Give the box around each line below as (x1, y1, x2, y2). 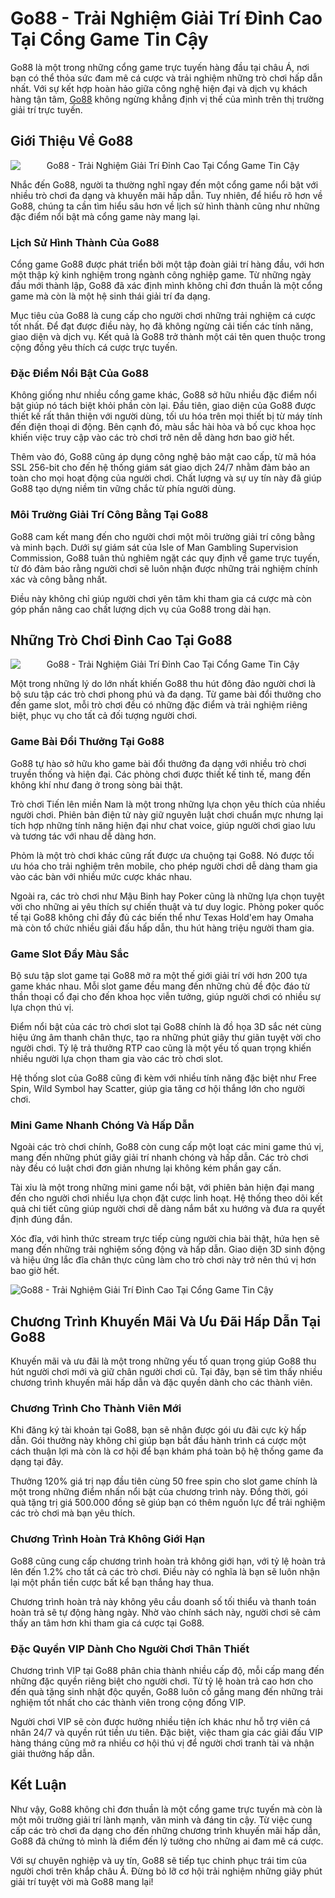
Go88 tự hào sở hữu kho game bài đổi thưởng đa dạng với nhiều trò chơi (10, 757, 307, 769)
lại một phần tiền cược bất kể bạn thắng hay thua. (10, 1576, 215, 1588)
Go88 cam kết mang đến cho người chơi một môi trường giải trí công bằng (10, 530, 315, 542)
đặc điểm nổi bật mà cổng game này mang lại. (10, 210, 201, 222)
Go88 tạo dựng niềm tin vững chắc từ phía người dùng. (10, 483, 237, 495)
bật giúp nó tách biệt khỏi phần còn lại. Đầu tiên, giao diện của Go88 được (10, 400, 317, 412)
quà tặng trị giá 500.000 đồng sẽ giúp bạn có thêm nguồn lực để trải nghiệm (10, 1497, 326, 1509)
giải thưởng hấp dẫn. (10, 1748, 95, 1760)
